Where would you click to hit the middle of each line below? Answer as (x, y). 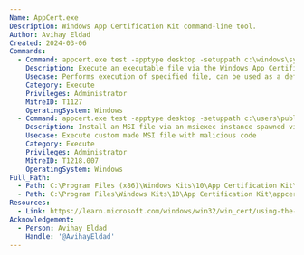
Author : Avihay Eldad (50, 34)
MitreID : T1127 (54, 102)
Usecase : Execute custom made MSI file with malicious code (141, 136)
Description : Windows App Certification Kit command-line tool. (133, 26)
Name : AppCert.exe (44, 18)
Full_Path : (30, 177)
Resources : (30, 203)
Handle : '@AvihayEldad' (71, 236)
